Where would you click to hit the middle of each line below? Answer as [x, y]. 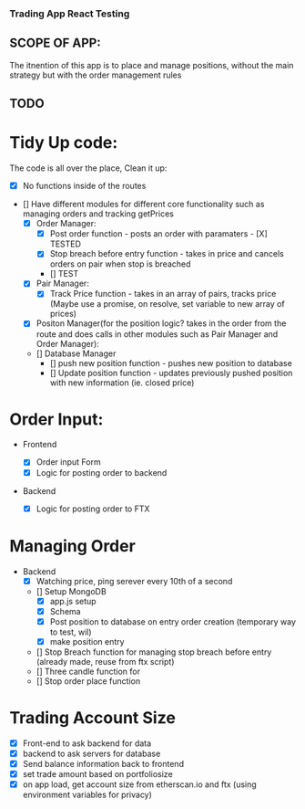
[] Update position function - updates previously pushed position [171, 373]
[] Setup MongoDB [71, 591]
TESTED [66, 244]
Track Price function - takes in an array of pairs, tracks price [163, 294]
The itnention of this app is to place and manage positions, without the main [152, 65]
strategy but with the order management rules [96, 75]
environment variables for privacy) [87, 795]
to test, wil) [71, 632]
